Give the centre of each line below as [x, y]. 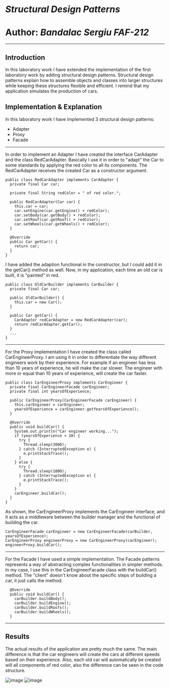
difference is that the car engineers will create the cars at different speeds [82, 654]
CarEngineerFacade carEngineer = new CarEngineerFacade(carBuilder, [79, 532]
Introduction [25, 57]
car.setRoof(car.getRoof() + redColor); [57, 219]
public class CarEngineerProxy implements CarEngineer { [67, 382]
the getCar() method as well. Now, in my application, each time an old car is [84, 270]
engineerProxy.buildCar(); [34, 545]
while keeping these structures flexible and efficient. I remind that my [77, 86]
